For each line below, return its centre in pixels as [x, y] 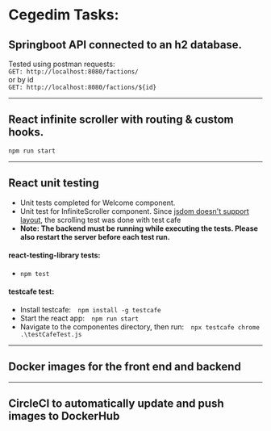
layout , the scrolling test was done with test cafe [100, 220]
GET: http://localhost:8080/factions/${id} [83, 87]
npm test [35, 274]
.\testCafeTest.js [51, 335]
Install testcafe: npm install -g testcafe [90, 310]
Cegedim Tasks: [64, 15]
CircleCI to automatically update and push [116, 404]
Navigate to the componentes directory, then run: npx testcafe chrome [140, 327]
